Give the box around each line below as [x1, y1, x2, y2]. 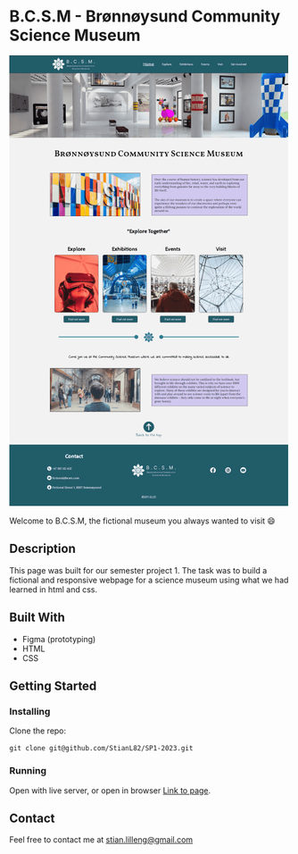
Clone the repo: [9, 725, 67, 736]
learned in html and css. [9, 583, 98, 595]
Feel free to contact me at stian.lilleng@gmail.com [9, 834, 194, 845]
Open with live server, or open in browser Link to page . [9, 784, 211, 796]
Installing [9, 705, 51, 717]
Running [9, 765, 47, 777]
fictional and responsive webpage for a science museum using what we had [9, 574, 289, 585]
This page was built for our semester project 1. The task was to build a [9, 565, 268, 575]
